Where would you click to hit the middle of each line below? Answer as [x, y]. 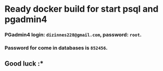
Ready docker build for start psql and [81, 9]
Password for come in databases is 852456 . [56, 48]
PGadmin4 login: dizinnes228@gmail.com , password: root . [73, 35]
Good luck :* [24, 64]
